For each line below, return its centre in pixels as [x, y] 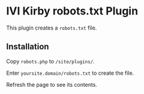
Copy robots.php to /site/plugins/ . [50, 61]
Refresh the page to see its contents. [52, 84]
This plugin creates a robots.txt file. [52, 28]
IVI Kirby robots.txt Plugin [72, 11]
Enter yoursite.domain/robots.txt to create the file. [70, 73]
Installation [28, 47]
